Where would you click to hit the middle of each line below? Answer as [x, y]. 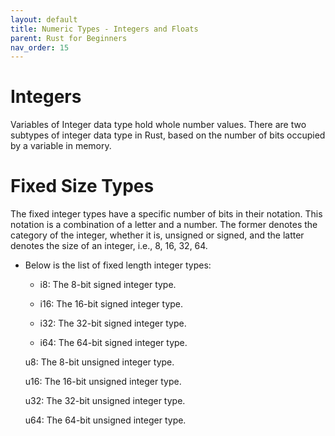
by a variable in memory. [61, 146]
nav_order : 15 [40, 47]
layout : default [44, 19]
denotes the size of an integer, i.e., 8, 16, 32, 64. [109, 246]
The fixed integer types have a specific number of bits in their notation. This [166, 214]
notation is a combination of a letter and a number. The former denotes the [164, 225]
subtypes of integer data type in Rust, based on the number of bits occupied [168, 135]
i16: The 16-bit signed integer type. [111, 304]
